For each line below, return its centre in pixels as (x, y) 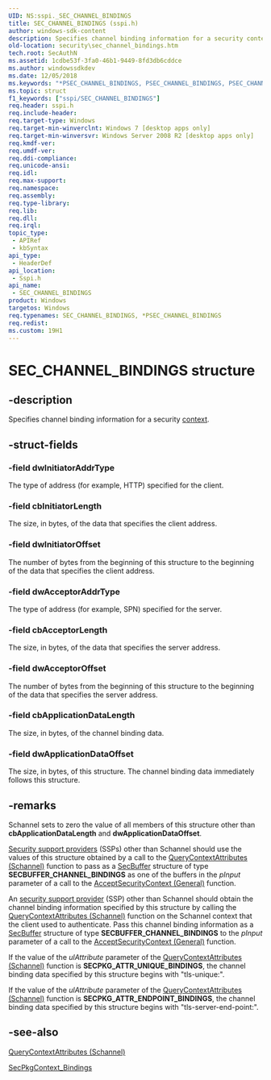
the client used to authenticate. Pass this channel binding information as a (131, 924)
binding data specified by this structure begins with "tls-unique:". (117, 974)
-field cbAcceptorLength (58, 629)
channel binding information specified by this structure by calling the (123, 907)
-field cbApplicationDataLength (72, 716)
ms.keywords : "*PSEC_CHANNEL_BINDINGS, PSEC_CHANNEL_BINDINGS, (117, 83)
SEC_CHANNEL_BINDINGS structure (132, 370)
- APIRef (27, 241)
